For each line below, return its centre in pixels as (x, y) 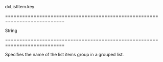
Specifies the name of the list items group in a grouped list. (64, 54)
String (11, 31)
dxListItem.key (20, 7)
